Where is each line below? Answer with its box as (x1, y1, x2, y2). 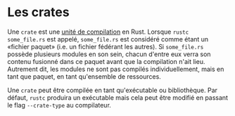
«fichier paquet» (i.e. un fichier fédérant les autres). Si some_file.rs (7, 42, 204, 51)
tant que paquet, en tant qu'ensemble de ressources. (7, 72, 162, 81)
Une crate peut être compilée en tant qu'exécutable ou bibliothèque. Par (7, 86, 218, 94)
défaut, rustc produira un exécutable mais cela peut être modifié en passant (7, 93, 229, 102)
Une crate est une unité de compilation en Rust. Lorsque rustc (7, 27, 189, 36)
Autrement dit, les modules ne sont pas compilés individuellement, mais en (7, 65, 224, 73)
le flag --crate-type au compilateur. (7, 101, 111, 109)
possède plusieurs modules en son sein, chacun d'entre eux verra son (7, 50, 211, 58)
